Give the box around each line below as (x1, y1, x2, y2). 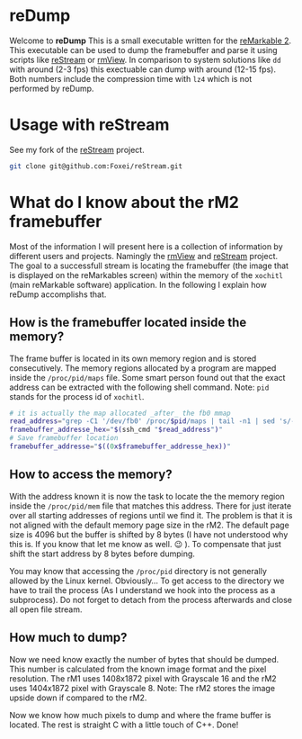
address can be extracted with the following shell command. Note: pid (9, 382, 270, 392)
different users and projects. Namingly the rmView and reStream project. (9, 250, 279, 261)
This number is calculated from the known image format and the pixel (9, 663, 267, 674)
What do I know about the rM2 (9, 192, 240, 212)
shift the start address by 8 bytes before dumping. (9, 548, 196, 559)
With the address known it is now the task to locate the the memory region (9, 491, 285, 501)
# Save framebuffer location (9, 434, 119, 443)
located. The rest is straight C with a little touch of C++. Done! (9, 719, 239, 730)
